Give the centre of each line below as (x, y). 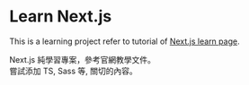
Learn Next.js (61, 17)
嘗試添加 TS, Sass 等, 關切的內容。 (73, 71)
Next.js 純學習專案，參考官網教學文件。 (82, 59)
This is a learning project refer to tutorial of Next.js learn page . (124, 41)
